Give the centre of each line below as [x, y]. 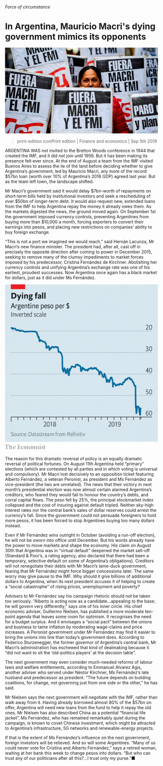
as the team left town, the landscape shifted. [49, 181]
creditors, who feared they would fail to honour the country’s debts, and [77, 494]
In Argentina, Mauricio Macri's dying [80, 26]
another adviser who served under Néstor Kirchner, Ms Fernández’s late [77, 672]
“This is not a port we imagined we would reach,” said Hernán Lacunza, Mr [80, 242]
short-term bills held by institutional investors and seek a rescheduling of [78, 196]
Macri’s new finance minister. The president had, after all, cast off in [73, 247]
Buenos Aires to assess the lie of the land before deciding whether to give [79, 166]
